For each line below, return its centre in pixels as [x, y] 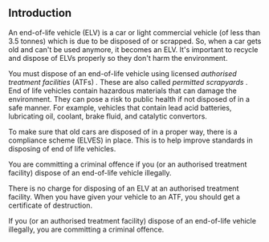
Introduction [40, 13]
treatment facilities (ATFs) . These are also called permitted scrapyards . [128, 82]
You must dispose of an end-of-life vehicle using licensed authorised [122, 73]
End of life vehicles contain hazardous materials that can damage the [122, 91]
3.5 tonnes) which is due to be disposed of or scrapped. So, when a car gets [135, 41]
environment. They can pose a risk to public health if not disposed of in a [129, 99]
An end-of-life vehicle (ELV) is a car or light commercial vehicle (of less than [134, 32]
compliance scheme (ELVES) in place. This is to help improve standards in [130, 140]
